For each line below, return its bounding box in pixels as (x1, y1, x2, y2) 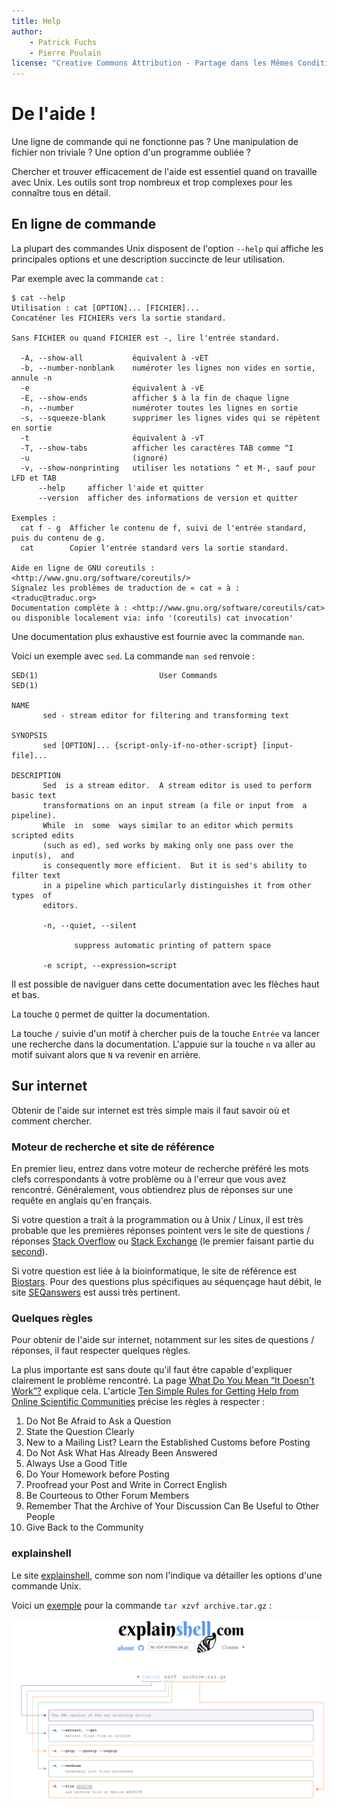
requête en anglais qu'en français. (11, 1194, 153, 1206)
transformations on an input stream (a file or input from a (42, 800, 308, 810)
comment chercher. (11, 1115, 93, 1127)
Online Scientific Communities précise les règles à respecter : (11, 1396, 266, 1408)
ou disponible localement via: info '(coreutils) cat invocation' (11, 613, 294, 623)
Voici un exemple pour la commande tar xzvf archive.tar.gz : (11, 1599, 273, 1611)
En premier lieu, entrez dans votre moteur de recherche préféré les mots (11, 1162, 309, 1174)
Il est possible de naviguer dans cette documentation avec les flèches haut (11, 978, 320, 990)
